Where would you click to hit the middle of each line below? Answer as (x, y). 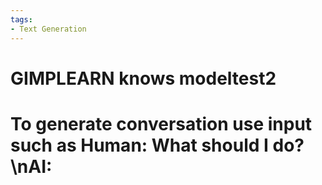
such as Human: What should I (139, 145)
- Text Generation (48, 29)
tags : (21, 19)
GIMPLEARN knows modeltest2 (143, 78)
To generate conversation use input (161, 123)
